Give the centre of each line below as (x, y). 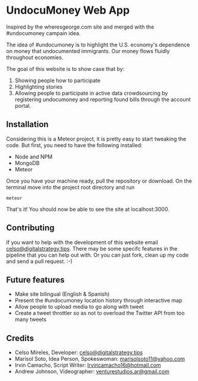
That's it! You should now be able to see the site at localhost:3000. (88, 209)
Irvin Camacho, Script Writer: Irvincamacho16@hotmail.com (88, 365)
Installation (27, 125)
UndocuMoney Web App (68, 10)
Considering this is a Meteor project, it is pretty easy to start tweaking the (96, 139)
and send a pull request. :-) (40, 261)
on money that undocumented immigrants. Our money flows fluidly (88, 51)
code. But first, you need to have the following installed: (74, 145)
